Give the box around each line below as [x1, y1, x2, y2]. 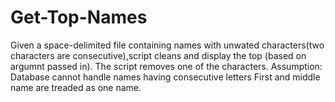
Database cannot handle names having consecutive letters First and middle [10, 71, 321, 83]
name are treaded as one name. [10, 81, 142, 93]
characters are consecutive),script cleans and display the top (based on [10, 49, 307, 61]
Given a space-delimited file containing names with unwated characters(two [10, 39, 325, 51]
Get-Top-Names [10, 6, 148, 29]
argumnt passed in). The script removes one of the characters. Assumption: [10, 60, 323, 72]
